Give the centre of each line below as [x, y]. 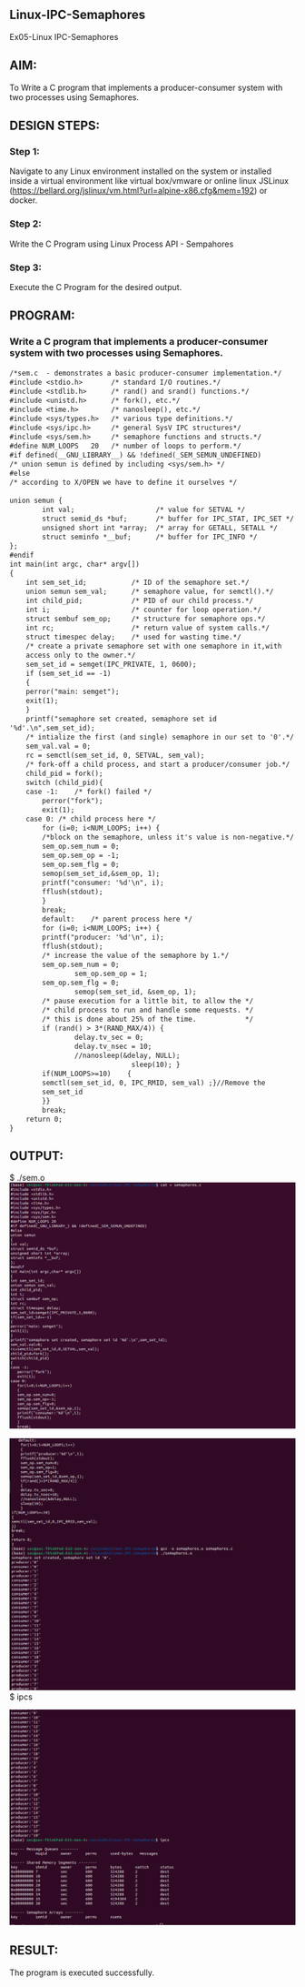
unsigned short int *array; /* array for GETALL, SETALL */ [160, 528]
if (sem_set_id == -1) [69, 673]
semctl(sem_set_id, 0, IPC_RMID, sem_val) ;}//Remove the [154, 1083]
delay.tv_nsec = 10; [113, 1046]
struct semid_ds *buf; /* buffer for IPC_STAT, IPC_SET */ [168, 519]
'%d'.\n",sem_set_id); [52, 728]
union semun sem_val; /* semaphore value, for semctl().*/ [150, 591]
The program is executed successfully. [82, 1972]
